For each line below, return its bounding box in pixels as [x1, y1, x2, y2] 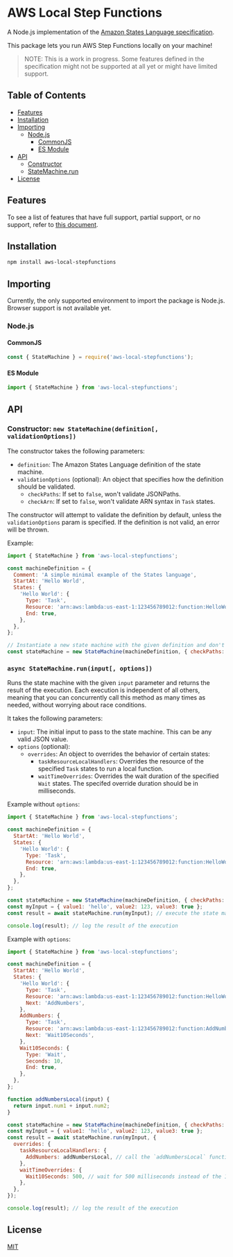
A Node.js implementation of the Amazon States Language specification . [7, 28, 215, 36]
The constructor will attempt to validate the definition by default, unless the [7, 510, 222, 518]
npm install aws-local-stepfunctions [7, 259, 116, 266]
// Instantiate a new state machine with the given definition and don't [7, 642, 225, 649]
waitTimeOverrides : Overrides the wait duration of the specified [37, 772, 219, 780]
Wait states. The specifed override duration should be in [37, 779, 199, 788]
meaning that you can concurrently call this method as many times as [7, 693, 206, 702]
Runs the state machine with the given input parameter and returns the [7, 679, 210, 687]
